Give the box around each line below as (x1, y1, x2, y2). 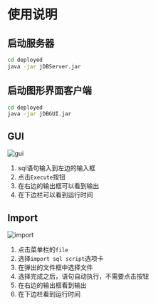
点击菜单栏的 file (17, 245, 69, 254)
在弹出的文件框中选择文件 (17, 263, 93, 272)
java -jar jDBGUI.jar (7, 110, 72, 118)
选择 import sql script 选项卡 (17, 254, 104, 262)
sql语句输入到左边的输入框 (17, 164, 96, 172)
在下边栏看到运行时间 (17, 289, 80, 298)
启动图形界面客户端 (7, 85, 92, 97)
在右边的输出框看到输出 (17, 281, 87, 289)
